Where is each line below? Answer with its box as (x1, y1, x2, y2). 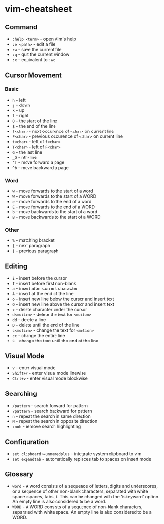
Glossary (5, 470, 33, 478)
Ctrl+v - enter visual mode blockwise (12, 375, 88, 381)
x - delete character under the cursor (12, 307, 87, 313)
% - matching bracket (12, 237, 55, 243)
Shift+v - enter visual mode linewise (12, 370, 86, 376)
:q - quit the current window (12, 52, 70, 57)
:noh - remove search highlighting (12, 423, 81, 429)
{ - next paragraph (12, 243, 51, 249)
